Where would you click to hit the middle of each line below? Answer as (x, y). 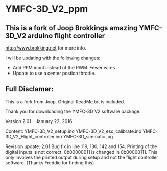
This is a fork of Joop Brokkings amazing (71, 28)
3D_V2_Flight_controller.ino (34, 136)
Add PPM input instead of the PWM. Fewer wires (64, 68)
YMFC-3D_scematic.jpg (88, 136)
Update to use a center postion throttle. (54, 73)
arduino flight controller (66, 35)
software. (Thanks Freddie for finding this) (50, 163)
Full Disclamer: (30, 89)
